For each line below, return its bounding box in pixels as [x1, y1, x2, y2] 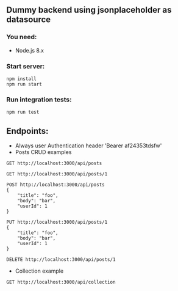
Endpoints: [6, 125, 49, 136]
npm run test [6, 109, 40, 116]
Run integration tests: [6, 95, 72, 103]
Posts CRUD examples [15, 149, 72, 156]
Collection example [15, 267, 64, 274]
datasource [6, 15, 51, 25]
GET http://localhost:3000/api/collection [6, 279, 116, 285]
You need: [6, 33, 37, 42]
